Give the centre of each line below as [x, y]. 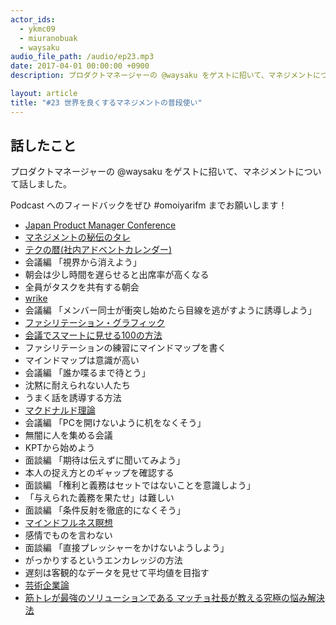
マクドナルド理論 [60, 410]
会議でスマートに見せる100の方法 [93, 335]
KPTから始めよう [60, 448]
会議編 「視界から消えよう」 [83, 262]
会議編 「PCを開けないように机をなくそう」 [115, 423]
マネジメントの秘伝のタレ [77, 237]
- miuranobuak [48, 38]
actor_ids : [33, 19]
